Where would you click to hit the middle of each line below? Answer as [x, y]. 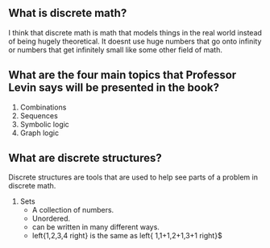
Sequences [39, 115]
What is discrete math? [68, 13]
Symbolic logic [45, 124]
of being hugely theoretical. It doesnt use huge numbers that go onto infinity [135, 41]
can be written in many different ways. [96, 227]
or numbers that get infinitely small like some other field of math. [116, 50]
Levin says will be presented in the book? [114, 88]
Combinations [43, 107]
